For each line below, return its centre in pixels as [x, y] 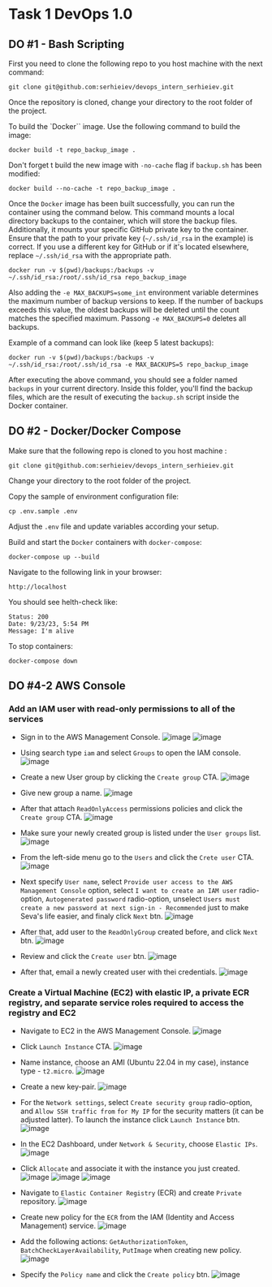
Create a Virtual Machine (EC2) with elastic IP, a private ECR [129, 993]
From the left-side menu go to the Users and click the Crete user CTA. [137, 857]
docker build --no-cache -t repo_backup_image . [92, 188]
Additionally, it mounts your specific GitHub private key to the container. [129, 229]
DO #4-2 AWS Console [67, 686]
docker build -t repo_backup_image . [72, 150]
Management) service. [58, 1225]
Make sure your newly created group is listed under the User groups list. [140, 832]
